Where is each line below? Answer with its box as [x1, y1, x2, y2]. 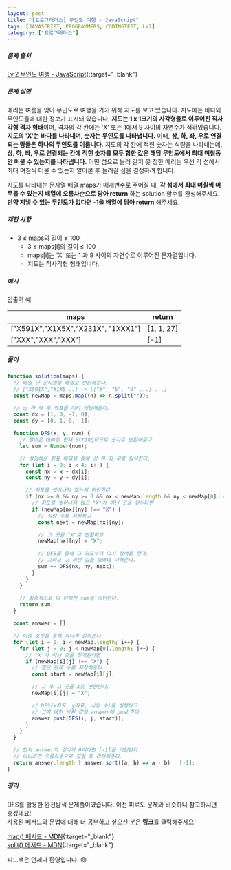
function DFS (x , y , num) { [13, 430, 91, 437]
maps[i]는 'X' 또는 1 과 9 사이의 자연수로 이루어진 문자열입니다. [27, 251, 197, 259]
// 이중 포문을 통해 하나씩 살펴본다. [13, 632, 104, 640]
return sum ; [19, 601, 54, 608]
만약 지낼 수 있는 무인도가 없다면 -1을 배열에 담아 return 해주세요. [7, 198, 180, 207]
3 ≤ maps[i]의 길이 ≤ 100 [27, 243, 96, 251]
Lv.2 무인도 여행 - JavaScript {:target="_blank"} [7, 70, 138, 79]
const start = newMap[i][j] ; [32, 671, 115, 678]
